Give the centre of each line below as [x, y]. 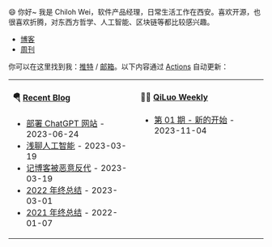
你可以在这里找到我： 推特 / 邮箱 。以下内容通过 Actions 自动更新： [119, 66]
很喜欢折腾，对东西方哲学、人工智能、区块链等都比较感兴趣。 [111, 22]
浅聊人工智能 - [54, 146]
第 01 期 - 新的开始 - [194, 120]
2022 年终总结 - [58, 190]
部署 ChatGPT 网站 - [66, 123]
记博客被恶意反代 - [62, 168]
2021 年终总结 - [58, 212]
